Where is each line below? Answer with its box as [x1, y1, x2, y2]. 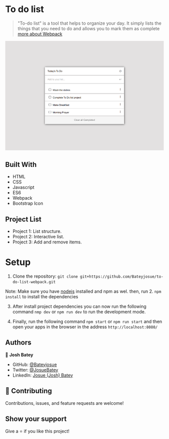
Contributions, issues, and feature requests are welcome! [5, 400, 124, 406]
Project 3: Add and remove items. [12, 239, 82, 245]
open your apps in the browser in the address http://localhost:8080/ [12, 323, 158, 330]
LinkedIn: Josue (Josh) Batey [12, 372, 73, 378]
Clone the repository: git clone [12, 273, 78, 279]
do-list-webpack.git [12, 279, 56, 285]
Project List [5, 215, 42, 223]
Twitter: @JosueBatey [12, 367, 59, 373]
